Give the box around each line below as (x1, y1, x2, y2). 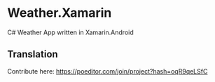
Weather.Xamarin (7, 5, 112, 21)
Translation (7, 48, 58, 60)
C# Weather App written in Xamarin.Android (7, 28, 134, 36)
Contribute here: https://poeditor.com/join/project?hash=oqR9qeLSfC (7, 67, 208, 75)
